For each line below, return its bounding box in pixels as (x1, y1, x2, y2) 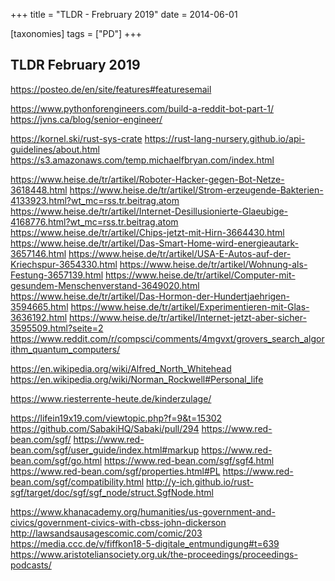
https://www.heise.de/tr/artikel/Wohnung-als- (119, 258, 308, 270)
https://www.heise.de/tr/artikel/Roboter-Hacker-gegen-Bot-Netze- (10, 173, 285, 185)
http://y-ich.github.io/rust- (146, 475, 254, 488)
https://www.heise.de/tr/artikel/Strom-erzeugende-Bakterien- (69, 184, 324, 196)
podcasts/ (10, 559, 52, 571)
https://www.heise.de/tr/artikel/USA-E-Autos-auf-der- (68, 247, 292, 259)
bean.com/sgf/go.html (10, 454, 103, 466)
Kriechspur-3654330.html (10, 258, 118, 270)
